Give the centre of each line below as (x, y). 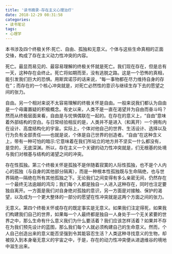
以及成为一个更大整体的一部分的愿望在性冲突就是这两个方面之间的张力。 (90, 197)
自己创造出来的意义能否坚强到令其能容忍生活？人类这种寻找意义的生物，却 (88, 233)
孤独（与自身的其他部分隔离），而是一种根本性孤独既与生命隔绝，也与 (87, 171)
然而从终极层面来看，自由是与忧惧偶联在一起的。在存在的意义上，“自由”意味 (86, 115)
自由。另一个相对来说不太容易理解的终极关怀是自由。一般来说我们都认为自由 (86, 103)
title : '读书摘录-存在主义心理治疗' (40, 10)
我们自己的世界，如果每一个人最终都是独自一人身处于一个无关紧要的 (90, 214)
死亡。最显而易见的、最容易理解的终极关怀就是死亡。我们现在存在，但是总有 (86, 66)
